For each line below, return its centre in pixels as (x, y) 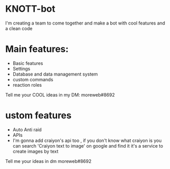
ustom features (38, 116)
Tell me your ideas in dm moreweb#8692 (48, 161)
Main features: (37, 49)
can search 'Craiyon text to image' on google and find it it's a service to (88, 146)
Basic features (28, 63)
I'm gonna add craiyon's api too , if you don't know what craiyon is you (87, 140)
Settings (21, 68)
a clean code (19, 28)
